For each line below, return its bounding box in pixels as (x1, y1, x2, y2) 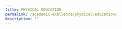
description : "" (5, 16, 39, 21)
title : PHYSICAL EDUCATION (5, 7, 61, 12)
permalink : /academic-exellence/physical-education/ (5, 12, 117, 17)
